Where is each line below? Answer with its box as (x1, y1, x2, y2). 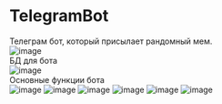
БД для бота (9, 55, 57, 66)
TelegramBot (9, 5, 109, 26)
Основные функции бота (9, 74, 105, 85)
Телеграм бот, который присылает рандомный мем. (9, 36, 213, 47)
